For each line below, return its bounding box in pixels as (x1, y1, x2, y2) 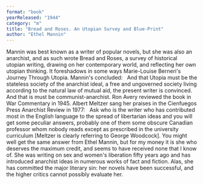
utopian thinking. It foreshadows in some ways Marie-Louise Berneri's (6, 67, 181, 75)
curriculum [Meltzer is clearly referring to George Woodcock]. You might (6, 132, 188, 140)
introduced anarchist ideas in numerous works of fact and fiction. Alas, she (6, 158, 194, 165)
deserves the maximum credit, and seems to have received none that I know (6, 145, 197, 152)
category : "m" (6, 20, 42, 26)
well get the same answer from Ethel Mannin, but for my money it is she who (6, 138, 198, 146)
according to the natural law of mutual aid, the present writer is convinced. (6, 87, 193, 94)
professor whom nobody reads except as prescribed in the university (6, 126, 179, 133)
